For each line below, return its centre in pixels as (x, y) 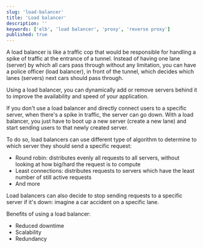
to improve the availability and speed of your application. (78, 97)
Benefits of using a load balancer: (49, 214)
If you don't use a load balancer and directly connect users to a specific (97, 108)
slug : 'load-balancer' (35, 12)
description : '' (27, 23)
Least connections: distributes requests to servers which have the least (105, 171)
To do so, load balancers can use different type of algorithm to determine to (101, 140)
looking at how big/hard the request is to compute (78, 164)
